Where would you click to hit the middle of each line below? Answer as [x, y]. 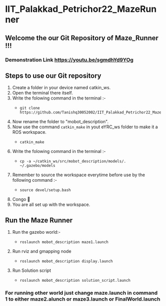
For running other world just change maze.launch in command [82, 293]
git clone [30, 108]
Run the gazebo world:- [36, 232]
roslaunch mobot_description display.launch [66, 261]
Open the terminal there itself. [42, 93]
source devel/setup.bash [45, 190]
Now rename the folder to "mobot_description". [60, 122]
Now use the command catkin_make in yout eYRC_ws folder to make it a [85, 127]
